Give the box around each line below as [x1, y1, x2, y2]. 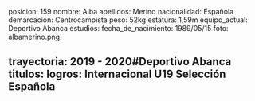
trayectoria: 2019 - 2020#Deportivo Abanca [8, 55, 232, 68]
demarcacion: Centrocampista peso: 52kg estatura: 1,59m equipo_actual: [8, 15, 249, 25]
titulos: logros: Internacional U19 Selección [8, 68, 226, 81]
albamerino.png [8, 32, 61, 41]
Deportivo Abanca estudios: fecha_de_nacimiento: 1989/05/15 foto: [8, 24, 229, 33]
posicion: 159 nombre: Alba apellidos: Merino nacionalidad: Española [8, 7, 234, 16]
